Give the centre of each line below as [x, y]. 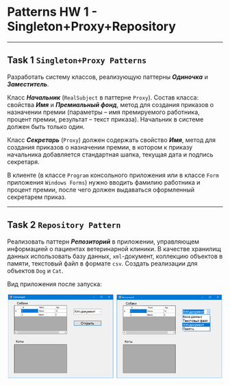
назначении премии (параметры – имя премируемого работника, [103, 112]
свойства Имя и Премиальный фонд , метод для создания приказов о [111, 104]
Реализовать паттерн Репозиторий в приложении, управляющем [103, 242]
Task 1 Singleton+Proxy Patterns [77, 60]
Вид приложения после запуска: [55, 284]
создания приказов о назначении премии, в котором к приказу [100, 147]
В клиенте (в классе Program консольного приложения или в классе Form [113, 175]
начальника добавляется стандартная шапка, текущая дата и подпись [110, 154]
